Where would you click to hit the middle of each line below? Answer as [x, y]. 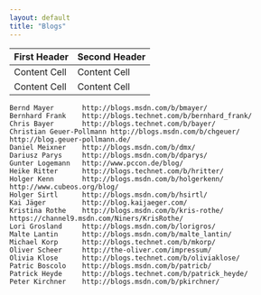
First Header [42, 57]
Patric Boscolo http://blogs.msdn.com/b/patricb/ [111, 266]
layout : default [40, 18]
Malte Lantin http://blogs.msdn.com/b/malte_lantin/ [121, 234]
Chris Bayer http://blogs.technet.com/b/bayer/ [113, 124]
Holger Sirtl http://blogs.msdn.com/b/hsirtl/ [108, 195]
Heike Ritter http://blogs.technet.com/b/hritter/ [117, 171]
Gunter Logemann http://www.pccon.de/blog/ [96, 163]
